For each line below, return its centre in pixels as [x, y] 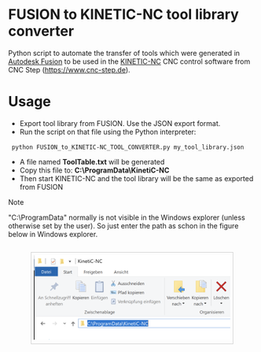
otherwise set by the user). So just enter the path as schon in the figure [123, 225]
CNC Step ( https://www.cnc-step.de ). [70, 69]
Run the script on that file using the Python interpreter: [108, 132]
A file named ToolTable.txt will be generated [92, 161]
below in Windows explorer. [53, 234]
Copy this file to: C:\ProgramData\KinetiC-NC [94, 170]
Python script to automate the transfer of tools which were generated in [124, 53]
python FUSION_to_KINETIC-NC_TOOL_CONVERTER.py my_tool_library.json [128, 147]
